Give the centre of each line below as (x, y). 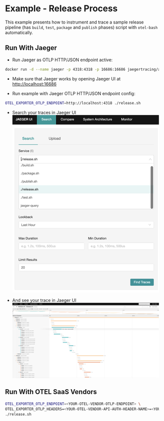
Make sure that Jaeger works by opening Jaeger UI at (66, 78)
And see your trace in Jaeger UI (44, 300)
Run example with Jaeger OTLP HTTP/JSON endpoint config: (74, 93)
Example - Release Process (61, 9)
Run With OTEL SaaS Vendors (51, 392)
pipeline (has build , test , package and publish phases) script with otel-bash (81, 27)
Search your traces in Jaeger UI (44, 112)
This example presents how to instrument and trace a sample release (74, 22)
